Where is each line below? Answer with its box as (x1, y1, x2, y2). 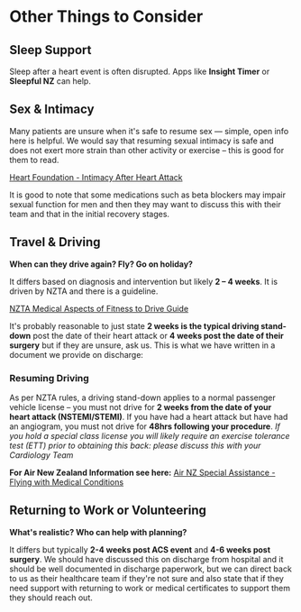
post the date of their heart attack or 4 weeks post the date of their (32, 330, 284, 341)
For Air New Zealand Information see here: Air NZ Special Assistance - (9, 467, 276, 478)
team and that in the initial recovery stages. (9, 208, 169, 219)
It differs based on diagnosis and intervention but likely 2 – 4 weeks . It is (9, 276, 278, 287)
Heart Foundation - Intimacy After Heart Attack (9, 171, 183, 182)
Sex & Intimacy (9, 102, 95, 117)
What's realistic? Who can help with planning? (9, 526, 187, 537)
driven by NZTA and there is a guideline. (9, 286, 159, 297)
